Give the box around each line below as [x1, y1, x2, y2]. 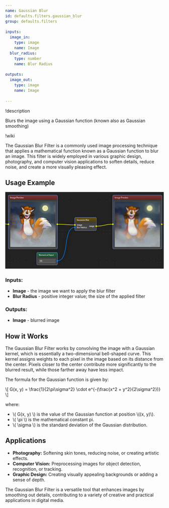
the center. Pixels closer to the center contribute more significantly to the [5, 361, 157, 368]
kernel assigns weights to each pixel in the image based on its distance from [5, 356, 163, 362]
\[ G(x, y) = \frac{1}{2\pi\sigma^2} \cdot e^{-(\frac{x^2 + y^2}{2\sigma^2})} [5, 386, 161, 392]
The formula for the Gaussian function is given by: [5, 376, 109, 383]
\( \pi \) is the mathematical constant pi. [12, 417, 95, 423]
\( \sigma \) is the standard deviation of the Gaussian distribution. [12, 422, 147, 428]
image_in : [10, 35, 30, 40]
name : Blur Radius [14, 61, 53, 67]
